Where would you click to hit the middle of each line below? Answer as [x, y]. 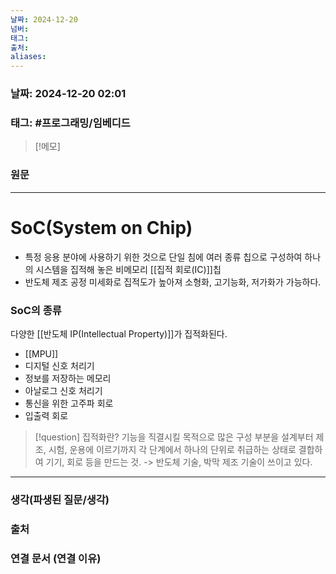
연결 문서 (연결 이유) [56, 558]
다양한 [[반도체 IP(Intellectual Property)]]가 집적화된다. [119, 333]
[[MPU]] [41, 353]
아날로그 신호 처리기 [63, 390]
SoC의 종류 [36, 310]
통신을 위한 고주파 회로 [69, 403]
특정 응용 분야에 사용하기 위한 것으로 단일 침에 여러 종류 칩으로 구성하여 [163, 257]
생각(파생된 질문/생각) [60, 499]
